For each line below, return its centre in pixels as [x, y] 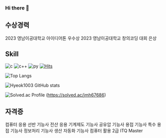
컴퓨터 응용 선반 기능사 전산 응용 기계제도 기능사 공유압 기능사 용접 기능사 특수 [81, 125]
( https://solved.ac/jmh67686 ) [76, 95]
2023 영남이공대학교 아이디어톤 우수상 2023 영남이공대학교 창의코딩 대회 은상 [81, 38]
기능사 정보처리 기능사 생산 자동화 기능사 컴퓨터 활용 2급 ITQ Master [77, 131]
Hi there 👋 [17, 8]
